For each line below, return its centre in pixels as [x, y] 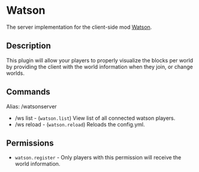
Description [28, 46]
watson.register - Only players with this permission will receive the [98, 158]
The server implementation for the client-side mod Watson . [79, 27]
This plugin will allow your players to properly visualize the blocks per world [100, 60]
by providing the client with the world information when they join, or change [99, 67]
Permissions [30, 143]
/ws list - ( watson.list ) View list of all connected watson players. [95, 118]
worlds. [16, 73]
